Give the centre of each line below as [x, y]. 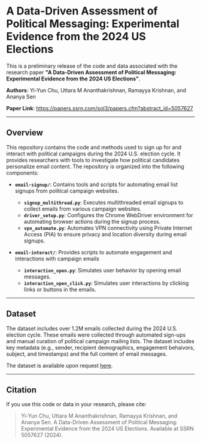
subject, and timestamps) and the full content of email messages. [87, 354]
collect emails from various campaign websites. [83, 209]
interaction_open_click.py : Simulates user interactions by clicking [106, 283]
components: [22, 173]
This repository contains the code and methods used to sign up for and [94, 147]
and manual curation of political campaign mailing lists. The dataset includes [100, 341]
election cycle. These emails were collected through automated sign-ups [96, 335]
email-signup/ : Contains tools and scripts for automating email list [96, 184]
